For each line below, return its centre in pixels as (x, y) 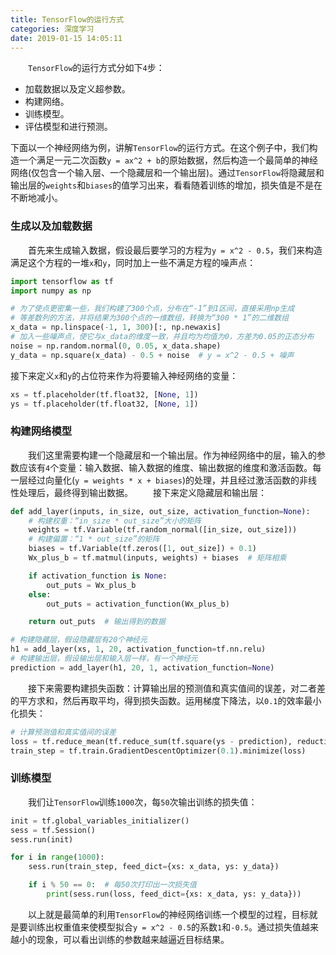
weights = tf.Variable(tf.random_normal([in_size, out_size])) (163, 530)
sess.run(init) (42, 839)
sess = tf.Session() (53, 830)
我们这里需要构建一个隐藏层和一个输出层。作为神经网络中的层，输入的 (172, 455)
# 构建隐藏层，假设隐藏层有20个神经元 (79, 640)
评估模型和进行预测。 (68, 127)
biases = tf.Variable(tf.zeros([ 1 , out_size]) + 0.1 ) (142, 549)
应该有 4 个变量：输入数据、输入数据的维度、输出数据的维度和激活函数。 (165, 467)
